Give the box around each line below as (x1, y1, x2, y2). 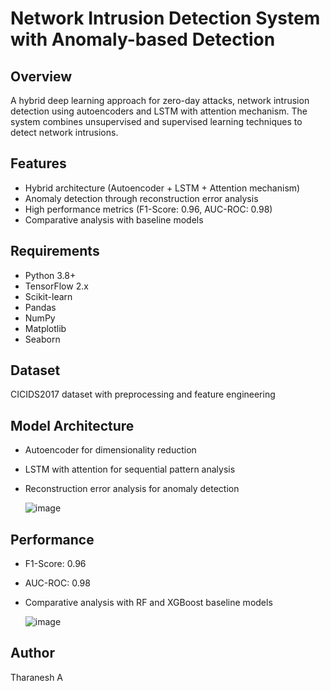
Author (10, 645, 55, 662)
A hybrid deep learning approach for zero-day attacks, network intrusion (10, 95, 310, 106)
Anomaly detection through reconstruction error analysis (24, 192, 259, 204)
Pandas (24, 301, 57, 313)
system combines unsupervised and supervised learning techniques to (10, 116, 303, 127)
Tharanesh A (10, 671, 64, 683)
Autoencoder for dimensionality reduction (24, 444, 197, 456)
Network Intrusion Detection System (10, 7, 321, 30)
